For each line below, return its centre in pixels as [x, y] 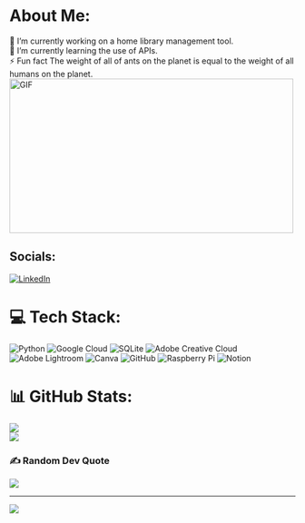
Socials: [33, 257]
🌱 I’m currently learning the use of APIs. [84, 50]
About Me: [50, 16]
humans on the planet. [51, 74]
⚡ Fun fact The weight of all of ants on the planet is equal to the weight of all [152, 61]
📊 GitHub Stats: [71, 396]
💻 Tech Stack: [65, 316]
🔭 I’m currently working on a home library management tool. [122, 41]
